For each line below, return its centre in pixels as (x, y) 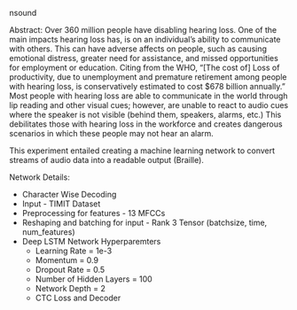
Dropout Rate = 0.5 (70, 270)
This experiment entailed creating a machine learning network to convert (142, 151)
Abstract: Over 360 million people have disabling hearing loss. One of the (143, 30)
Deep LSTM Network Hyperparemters (91, 241)
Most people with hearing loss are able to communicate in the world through (148, 96)
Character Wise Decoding (69, 194)
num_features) (48, 232)
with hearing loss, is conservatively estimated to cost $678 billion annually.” (147, 86)
